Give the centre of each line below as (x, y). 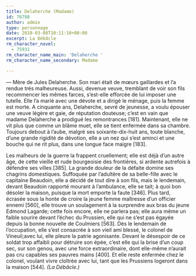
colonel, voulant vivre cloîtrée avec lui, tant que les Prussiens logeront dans (97, 261)
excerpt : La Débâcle (31, 39)
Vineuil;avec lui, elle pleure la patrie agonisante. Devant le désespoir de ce (96, 236)
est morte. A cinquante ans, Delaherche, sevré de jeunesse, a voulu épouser (98, 107)
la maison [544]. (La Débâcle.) (43, 267)
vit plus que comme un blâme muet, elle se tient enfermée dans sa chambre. (98, 125)
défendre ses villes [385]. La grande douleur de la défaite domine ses (90, 167)
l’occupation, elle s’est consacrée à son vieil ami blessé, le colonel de (90, 230)
